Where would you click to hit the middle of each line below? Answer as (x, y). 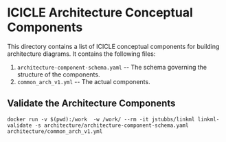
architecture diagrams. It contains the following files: (81, 54)
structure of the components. (58, 74)
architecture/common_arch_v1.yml (55, 131)
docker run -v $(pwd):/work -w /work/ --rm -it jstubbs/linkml (101, 119)
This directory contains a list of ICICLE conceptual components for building (113, 46)
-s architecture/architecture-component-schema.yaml (112, 125)
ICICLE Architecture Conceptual (100, 13)
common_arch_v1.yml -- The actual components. (83, 81)
